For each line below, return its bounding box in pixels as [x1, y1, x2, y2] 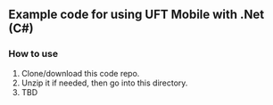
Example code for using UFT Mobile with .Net [8, 7, 265, 22]
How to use [8, 48, 59, 61]
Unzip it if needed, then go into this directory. [21, 77, 188, 88]
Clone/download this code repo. [21, 68, 140, 78]
